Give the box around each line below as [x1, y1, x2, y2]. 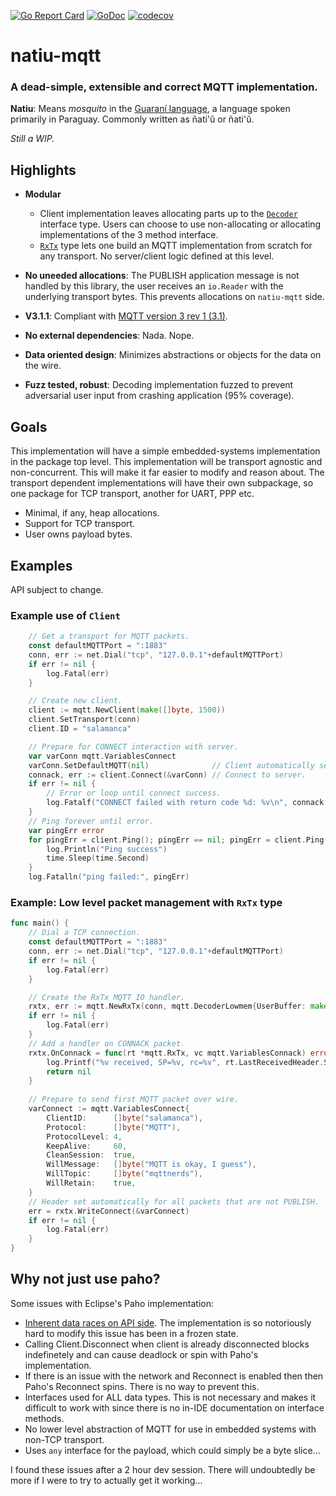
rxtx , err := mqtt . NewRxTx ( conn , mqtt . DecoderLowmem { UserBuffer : [28, 1001, 307, 1012]
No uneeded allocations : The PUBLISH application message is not [24, 270, 300, 282]
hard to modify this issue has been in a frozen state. [24, 1327, 239, 1339]
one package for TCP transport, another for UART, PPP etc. [10, 488, 255, 500]
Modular [24, 188, 62, 200]
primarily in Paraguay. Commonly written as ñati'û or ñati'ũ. [10, 113, 255, 125]
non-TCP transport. [24, 1433, 105, 1445]
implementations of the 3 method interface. [39, 229, 219, 241]
